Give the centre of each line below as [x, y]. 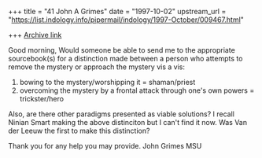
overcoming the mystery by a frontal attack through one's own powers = [137, 90]
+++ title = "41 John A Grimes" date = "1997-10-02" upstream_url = [117, 11]
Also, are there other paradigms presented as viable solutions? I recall [121, 114]
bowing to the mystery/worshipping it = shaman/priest [107, 82]
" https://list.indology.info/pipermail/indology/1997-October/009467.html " [126, 20]
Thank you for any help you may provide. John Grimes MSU [105, 146]
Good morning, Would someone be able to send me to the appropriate [122, 50]
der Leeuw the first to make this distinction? [79, 130]
